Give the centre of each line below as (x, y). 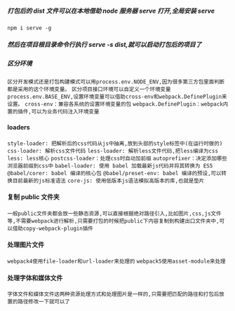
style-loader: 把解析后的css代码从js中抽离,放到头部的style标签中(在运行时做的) (115, 144)
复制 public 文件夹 (33, 197)
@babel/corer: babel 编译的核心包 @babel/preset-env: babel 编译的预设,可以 (114, 173)
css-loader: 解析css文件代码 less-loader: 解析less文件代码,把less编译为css (113, 151)
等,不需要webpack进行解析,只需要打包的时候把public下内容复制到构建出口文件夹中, (113, 221)
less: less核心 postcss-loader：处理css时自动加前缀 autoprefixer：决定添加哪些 (117, 158)
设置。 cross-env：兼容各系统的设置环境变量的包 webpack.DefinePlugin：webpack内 (118, 104)
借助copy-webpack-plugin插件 (53, 228)
